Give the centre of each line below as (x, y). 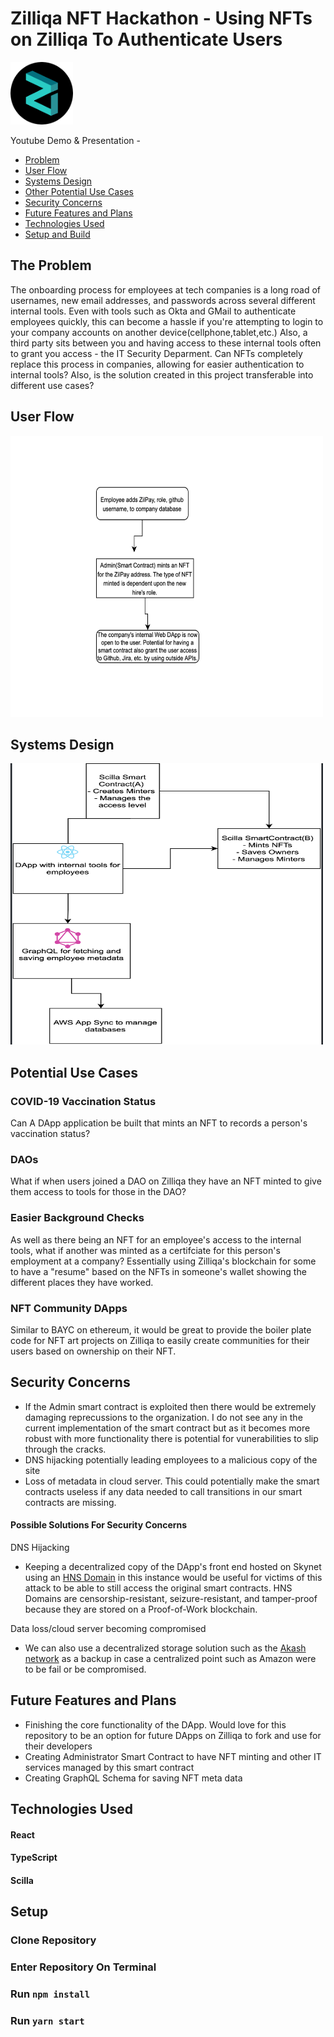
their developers (58, 1746)
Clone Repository (53, 1940)
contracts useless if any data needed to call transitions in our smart (163, 1491)
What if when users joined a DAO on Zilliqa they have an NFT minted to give (166, 1181)
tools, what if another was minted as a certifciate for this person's (145, 1250)
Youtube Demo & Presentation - (75, 140)
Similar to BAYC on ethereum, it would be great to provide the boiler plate (161, 1329)
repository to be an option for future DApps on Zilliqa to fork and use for (173, 1735)
